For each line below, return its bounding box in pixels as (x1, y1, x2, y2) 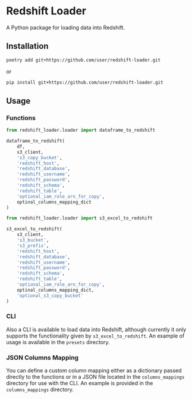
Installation (6, 41, 49, 51)
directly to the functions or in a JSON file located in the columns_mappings (6, 373, 185, 381)
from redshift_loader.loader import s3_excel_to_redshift (6, 215, 153, 221)
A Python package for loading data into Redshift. (6, 24, 125, 31)
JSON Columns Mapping (6, 353, 79, 361)
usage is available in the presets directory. (6, 338, 110, 345)
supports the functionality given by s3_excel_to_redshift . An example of (6, 332, 185, 339)
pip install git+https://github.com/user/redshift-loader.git (6, 79, 163, 85)
